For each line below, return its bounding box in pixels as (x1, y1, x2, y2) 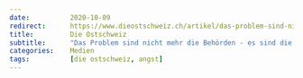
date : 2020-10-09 (9, 13, 111, 22)
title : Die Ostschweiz (9, 30, 127, 39)
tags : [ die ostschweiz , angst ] (9, 55, 164, 64)
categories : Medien (9, 47, 95, 56)
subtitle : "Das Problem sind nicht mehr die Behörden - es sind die (9, 38, 293, 48)
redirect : (9, 22, 47, 30)
